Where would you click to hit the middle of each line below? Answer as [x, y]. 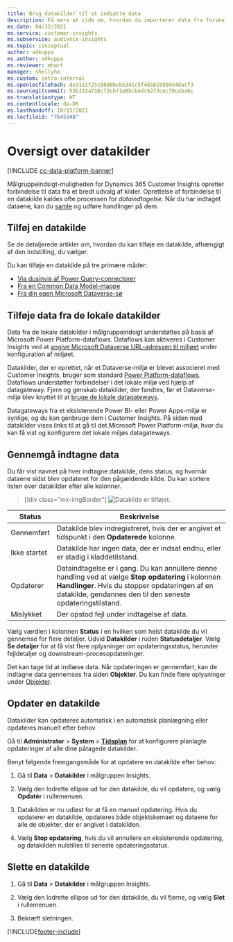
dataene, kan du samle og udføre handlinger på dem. [83, 206]
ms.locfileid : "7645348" [43, 117]
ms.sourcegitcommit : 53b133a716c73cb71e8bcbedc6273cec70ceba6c [101, 91]
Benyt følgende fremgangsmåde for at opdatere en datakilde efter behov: [112, 762]
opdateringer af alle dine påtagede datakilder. [72, 748]
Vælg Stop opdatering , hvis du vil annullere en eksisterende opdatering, [120, 838]
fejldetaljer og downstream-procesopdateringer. [76, 654]
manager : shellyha [34, 72]
